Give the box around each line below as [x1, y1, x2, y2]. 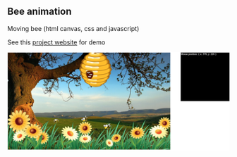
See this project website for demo [7, 38, 106, 46]
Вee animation [7, 6, 72, 18]
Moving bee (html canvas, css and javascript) [7, 24, 140, 32]
